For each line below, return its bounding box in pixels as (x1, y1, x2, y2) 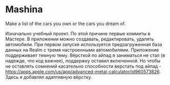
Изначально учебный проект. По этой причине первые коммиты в (5, 30, 151, 36)
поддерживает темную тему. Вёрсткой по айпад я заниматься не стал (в (5, 52, 165, 58)
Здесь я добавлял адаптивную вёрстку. (5, 74, 92, 80)
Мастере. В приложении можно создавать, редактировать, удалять (5, 36, 154, 42)
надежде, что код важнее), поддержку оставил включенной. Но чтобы (5, 57, 161, 63)
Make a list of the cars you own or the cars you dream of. (5, 20, 126, 27)
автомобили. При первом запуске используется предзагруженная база (5, 41, 162, 47)
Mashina (5, 4, 43, 15)
